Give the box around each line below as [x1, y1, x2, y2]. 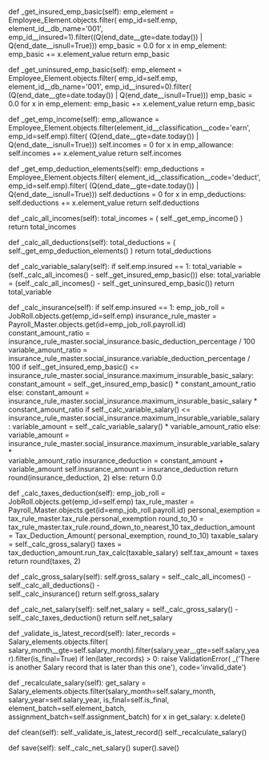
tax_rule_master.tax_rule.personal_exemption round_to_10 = [8, 514, 204, 523]
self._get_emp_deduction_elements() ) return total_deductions [8, 246, 212, 255]
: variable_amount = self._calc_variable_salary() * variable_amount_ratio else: [8, 422, 261, 431]
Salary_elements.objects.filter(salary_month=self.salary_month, [8, 686, 216, 696]
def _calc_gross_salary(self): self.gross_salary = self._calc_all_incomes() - [8, 572, 251, 581]
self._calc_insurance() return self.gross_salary [8, 589, 160, 598]
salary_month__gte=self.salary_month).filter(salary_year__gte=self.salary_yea [8, 645, 260, 655]
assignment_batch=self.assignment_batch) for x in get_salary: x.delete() [8, 712, 247, 722]
